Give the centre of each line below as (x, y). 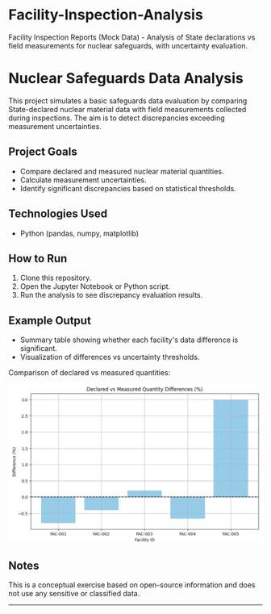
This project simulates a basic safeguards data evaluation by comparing (128, 100)
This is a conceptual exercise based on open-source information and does (132, 585)
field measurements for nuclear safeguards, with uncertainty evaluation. (128, 45)
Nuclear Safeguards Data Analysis (126, 79)
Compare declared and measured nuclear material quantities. (122, 171)
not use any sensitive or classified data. (74, 594)
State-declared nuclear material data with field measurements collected (127, 109)
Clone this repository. (56, 278)
